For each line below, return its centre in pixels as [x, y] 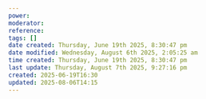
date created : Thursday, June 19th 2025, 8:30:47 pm [98, 46]
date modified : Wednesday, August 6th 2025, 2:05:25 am [103, 53]
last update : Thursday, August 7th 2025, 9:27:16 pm [98, 68]
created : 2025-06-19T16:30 [53, 75]
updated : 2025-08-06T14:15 [53, 82]
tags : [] [23, 38]
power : [19, 16]
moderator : [26, 23]
